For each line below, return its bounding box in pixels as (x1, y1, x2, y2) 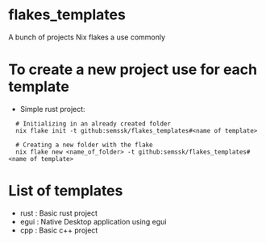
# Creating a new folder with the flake (15, 141, 153, 149)
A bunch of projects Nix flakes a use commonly (8, 32, 166, 42)
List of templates (8, 182, 123, 200)
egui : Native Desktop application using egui (19, 216, 167, 226)
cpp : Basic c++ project (19, 225, 98, 235)
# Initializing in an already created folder (15, 119, 172, 128)
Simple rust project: (19, 104, 86, 113)
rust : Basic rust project (19, 208, 98, 218)
